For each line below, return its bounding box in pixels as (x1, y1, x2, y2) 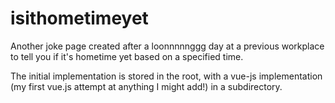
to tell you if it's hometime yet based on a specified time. (10, 50, 244, 62)
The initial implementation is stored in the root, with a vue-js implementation (10, 70, 323, 82)
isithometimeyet (10, 7, 149, 30)
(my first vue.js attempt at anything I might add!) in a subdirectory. (10, 80, 283, 92)
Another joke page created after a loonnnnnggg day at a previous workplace (10, 40, 325, 52)
